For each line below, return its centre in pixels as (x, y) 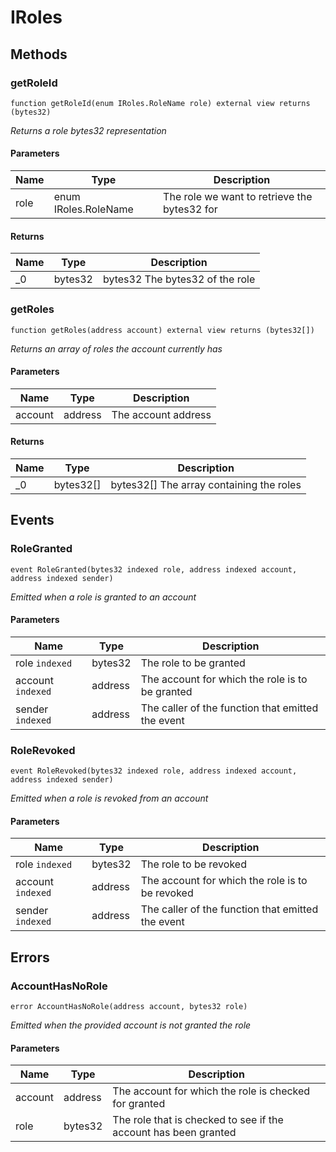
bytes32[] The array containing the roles (206, 484)
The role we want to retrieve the (238, 197)
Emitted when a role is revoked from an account (109, 798)
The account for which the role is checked (211, 1091)
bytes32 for (190, 209)
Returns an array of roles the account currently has (116, 348)
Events (32, 520)
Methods (39, 54)
